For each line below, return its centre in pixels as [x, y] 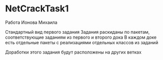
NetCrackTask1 [37, 9]
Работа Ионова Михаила [31, 22]
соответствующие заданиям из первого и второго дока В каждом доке [81, 37]
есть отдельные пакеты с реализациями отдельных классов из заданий [82, 42]
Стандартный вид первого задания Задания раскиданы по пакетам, [78, 32]
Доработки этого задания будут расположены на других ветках [73, 52]
